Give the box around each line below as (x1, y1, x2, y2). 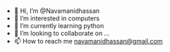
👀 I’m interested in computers (13, 14, 100, 22)
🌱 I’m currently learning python (13, 22, 104, 30)
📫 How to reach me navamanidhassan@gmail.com (13, 37, 164, 45)
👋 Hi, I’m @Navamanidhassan (13, 7, 100, 15)
